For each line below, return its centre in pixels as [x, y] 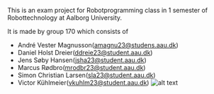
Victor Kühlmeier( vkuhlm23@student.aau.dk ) [83, 83]
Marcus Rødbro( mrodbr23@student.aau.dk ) [81, 67]
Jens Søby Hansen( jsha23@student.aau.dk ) [82, 60]
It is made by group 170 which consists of [68, 31]
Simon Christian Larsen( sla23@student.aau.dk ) [86, 75]
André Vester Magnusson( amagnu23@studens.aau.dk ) [98, 45]
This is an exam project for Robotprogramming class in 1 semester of [107, 10]
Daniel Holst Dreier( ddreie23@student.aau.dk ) [85, 53]
